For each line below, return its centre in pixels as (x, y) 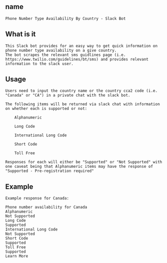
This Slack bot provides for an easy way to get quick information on (81, 46)
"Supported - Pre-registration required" (50, 171)
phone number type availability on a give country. (61, 50)
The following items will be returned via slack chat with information (82, 104)
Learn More (17, 256)
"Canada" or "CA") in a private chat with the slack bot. (68, 95)
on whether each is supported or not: (46, 109)
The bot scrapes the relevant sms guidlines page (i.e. (65, 55)
